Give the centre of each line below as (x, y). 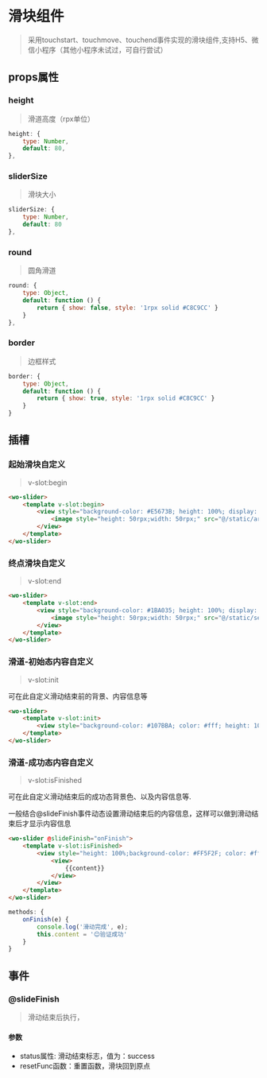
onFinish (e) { (46, 919)
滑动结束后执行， (56, 1018)
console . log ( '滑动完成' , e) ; (83, 927)
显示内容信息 (50, 824)
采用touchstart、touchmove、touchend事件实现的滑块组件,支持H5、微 (143, 40)
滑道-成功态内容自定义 (51, 762)
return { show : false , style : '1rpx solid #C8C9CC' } (128, 308)
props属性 (34, 78)
